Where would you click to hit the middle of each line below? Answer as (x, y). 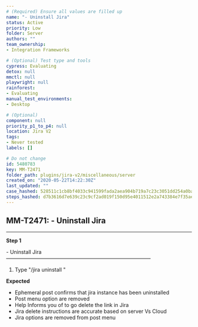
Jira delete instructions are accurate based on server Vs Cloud (90, 311)
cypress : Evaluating (32, 66)
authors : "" (21, 39)
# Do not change (26, 158)
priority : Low (24, 28)
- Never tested (25, 143)
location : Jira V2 (29, 131)
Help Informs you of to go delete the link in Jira (72, 305)
